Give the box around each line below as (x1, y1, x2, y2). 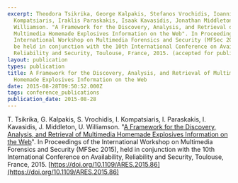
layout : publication (7, 57, 69, 64)
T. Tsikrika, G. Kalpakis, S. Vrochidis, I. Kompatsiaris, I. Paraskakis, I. (7, 115, 207, 124)
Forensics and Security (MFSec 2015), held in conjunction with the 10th (7, 146, 215, 153)
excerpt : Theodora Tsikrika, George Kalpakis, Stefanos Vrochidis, (7, 10, 211, 18)
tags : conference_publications (7, 89, 100, 96)
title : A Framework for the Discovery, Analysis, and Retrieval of (7, 69, 211, 76)
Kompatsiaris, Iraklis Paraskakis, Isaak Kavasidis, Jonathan (13, 17, 201, 24)
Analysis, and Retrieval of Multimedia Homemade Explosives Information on (7, 130, 228, 138)
